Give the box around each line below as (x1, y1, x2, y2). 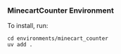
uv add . (7, 41, 33, 48)
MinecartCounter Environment (7, 6, 114, 15)
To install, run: (7, 22, 49, 30)
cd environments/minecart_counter (7, 35, 109, 42)
